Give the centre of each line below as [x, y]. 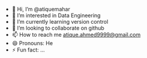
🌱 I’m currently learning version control [60, 22]
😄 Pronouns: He [32, 43]
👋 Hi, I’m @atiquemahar [41, 9]
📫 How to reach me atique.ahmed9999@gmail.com [76, 35]
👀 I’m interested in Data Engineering [56, 15]
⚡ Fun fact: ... [28, 50]
